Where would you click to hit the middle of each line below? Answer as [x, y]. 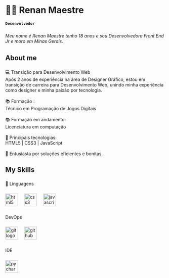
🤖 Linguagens [19, 183]
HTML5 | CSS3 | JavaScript [34, 143]
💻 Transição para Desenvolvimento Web [48, 72]
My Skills [20, 170]
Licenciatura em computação [36, 127]
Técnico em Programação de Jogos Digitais [51, 109]
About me [21, 58]
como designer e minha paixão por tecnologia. [54, 90]
